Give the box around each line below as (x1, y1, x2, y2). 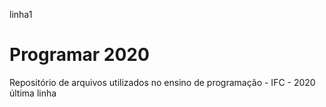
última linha (9, 87, 57, 99)
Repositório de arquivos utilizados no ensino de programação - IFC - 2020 (9, 76, 316, 88)
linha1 (9, 9, 33, 20)
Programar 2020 (9, 44, 150, 66)
